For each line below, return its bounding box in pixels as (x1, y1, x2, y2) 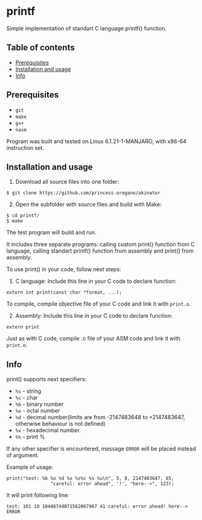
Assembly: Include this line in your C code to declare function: (15, 312, 173, 320)
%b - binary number (15, 401, 64, 408)
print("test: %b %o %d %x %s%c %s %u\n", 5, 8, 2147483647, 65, (6, 475, 174, 482)
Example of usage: (6, 463, 54, 471)
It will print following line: (6, 492, 69, 499)
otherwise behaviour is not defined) (15, 420, 106, 428)
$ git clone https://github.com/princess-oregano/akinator (6, 190, 161, 196)
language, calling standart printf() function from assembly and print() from (6, 247, 194, 254)
